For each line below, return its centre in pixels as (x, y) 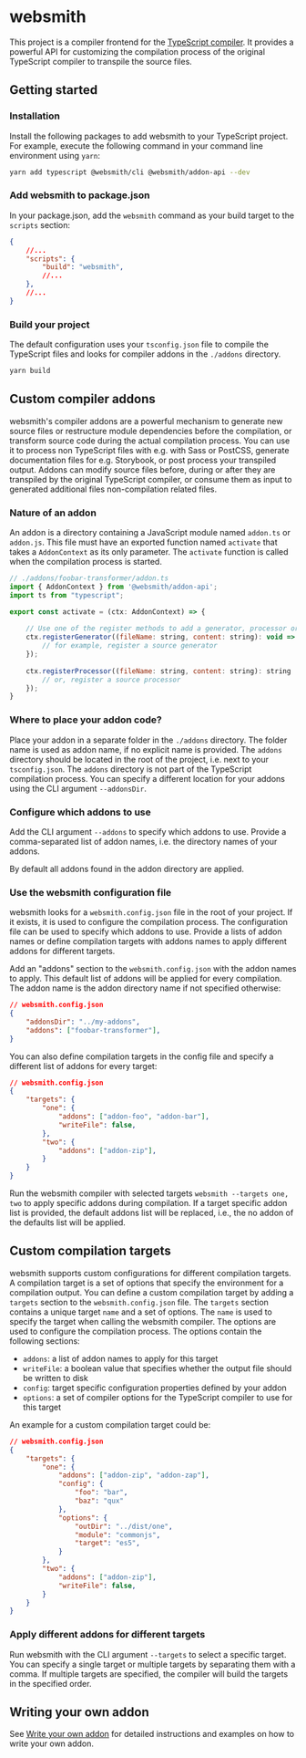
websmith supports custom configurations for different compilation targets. (150, 1273)
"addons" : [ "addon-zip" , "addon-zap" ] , (133, 1475)
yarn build (30, 371)
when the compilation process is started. (86, 562)
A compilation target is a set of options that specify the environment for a (147, 1283)
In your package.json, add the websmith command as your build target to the (152, 215)
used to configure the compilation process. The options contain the (136, 1331)
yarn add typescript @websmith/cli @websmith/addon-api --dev (130, 172)
